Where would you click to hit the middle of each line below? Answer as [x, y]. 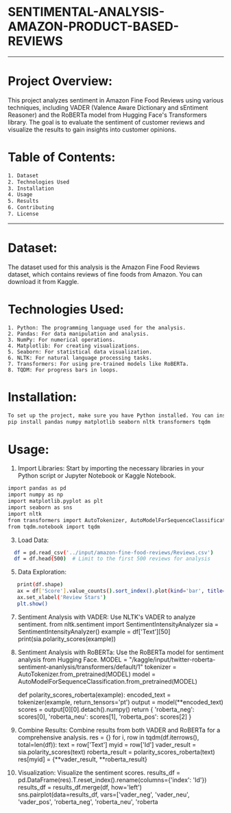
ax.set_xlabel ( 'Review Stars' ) [62, 598]
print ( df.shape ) [40, 585]
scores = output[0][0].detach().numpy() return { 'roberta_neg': [106, 709]
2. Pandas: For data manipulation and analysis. [78, 334]
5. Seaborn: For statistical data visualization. [80, 351]
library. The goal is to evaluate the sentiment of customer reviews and [106, 122]
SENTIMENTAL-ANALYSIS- [86, 12]
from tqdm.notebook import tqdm [54, 527]
